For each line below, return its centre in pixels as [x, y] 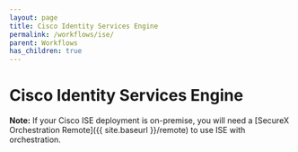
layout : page [34, 18]
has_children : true [46, 51]
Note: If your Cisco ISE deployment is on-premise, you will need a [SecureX [149, 121]
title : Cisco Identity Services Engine [84, 26]
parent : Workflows [44, 43]
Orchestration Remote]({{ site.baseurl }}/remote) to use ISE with [127, 130]
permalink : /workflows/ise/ [62, 34]
